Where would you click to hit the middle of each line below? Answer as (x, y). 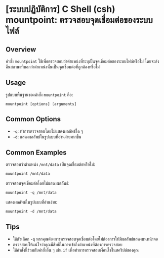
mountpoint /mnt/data (28, 174)
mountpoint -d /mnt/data (31, 211)
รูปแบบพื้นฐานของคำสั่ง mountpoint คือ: (39, 95)
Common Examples (36, 153)
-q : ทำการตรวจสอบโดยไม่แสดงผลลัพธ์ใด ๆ (48, 131)
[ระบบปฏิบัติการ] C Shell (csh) (61, 9)
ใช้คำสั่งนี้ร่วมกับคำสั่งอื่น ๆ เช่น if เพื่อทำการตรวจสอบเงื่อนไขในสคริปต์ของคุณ (76, 250)
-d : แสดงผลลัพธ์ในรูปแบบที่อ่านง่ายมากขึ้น (47, 137)
